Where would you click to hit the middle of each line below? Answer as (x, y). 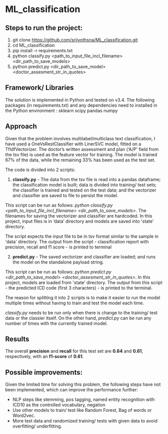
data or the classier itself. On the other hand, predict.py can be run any (78, 318)
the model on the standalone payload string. (58, 262)
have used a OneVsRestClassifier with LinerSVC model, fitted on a (73, 144)
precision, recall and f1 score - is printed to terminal (58, 247)
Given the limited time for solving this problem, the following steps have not (83, 384)
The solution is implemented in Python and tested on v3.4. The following (80, 100)
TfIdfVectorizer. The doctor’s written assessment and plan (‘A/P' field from (82, 149)
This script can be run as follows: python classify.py (59, 205)
